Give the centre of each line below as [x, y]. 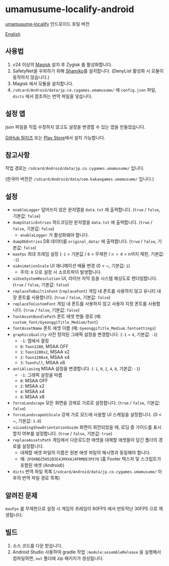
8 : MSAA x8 [32, 397]
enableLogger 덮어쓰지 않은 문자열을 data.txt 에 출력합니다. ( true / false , [86, 210]
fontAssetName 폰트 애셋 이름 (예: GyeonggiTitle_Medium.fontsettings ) [84, 328]
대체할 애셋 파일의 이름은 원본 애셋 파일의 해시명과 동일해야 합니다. [85, 452]
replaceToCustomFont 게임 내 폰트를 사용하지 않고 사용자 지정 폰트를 [80, 304]
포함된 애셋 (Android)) [42, 465]
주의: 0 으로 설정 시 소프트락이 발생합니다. [61, 272]
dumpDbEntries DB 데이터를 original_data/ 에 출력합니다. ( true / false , [84, 241]
